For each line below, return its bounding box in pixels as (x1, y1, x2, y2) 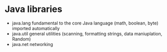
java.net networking (12, 41, 53, 47)
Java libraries (5, 3, 63, 15)
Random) (12, 36, 31, 42)
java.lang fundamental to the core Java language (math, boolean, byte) (12, 20, 158, 26)
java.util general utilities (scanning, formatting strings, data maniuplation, (12, 30, 162, 36)
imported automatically (12, 25, 60, 31)
